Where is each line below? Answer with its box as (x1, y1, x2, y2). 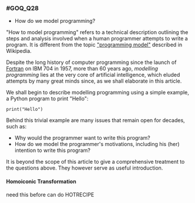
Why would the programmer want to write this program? (14, 134, 151, 141)
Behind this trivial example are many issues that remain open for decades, (6, 117, 185, 124)
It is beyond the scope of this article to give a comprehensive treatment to (6, 158, 185, 165)
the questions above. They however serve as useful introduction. (6, 164, 163, 171)
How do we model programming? (14, 18, 96, 25)
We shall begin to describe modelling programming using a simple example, (6, 89, 190, 96)
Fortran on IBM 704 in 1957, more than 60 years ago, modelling (6, 65, 159, 72)
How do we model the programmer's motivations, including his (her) (14, 141, 180, 148)
